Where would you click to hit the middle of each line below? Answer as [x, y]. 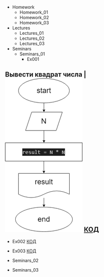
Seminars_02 [25, 260]
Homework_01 [34, 12]
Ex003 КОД [24, 251]
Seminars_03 [25, 270]
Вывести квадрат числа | [46, 75]
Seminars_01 [32, 54]
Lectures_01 [32, 33]
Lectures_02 [32, 38]
